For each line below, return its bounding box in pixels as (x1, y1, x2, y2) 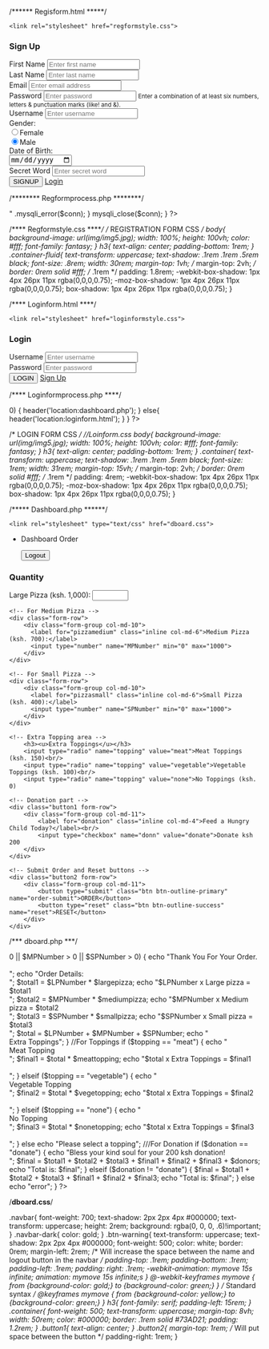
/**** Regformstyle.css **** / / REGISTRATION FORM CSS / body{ (9, 224, 227, 234)
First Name (9, 59, 46, 69)
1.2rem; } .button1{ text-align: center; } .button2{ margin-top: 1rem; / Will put (9, 1323, 259, 1333)
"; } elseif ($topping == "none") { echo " (9, 1105, 142, 1115)
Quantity (9, 572, 45, 583)
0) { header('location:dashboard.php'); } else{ (9, 405, 160, 415)
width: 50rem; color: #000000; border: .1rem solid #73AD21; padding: (9, 1315, 239, 1324)
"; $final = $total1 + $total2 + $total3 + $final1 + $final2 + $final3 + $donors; (9, 1156, 261, 1166)
